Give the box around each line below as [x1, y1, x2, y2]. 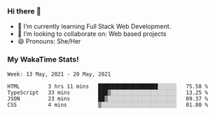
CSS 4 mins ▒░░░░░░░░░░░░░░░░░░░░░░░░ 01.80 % [7, 101, 209, 108]
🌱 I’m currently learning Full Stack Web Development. [17, 22, 172, 31]
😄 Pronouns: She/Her [17, 37, 81, 46]
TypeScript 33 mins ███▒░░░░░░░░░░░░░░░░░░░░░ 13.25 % [7, 89, 209, 96]
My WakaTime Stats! [7, 55, 79, 65]
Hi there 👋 [7, 6, 42, 16]
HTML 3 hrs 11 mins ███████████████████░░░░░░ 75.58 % [7, 83, 209, 90]
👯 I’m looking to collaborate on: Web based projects [17, 29, 167, 38]
